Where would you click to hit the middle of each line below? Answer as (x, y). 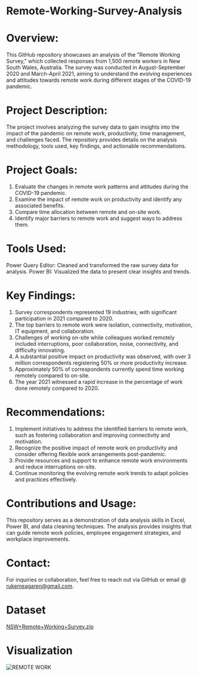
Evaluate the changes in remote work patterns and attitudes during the (102, 187)
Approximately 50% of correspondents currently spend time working (99, 369)
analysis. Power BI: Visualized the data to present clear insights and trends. (98, 271)
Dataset (26, 610)
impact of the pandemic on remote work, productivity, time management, (96, 134)
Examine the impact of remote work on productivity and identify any (98, 199)
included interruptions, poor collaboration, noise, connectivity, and (97, 343)
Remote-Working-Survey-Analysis (94, 11)
